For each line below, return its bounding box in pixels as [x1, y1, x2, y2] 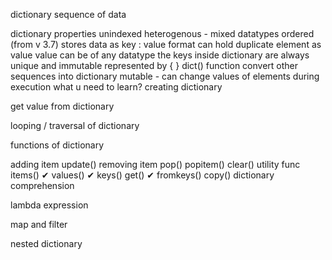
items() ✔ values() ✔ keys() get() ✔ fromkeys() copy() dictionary [10, 169, 275, 181]
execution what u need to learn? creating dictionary [10, 81, 223, 93]
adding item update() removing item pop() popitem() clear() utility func [10, 159, 301, 170]
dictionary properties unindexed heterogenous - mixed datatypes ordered [10, 28, 315, 39]
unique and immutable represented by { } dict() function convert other [10, 60, 299, 71]
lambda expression [10, 199, 89, 211]
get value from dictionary [10, 100, 115, 112]
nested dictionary [10, 238, 83, 249]
